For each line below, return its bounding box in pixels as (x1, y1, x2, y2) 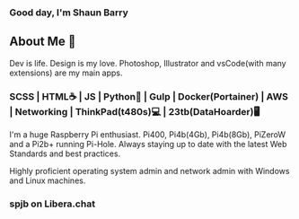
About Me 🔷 (9, 34, 76, 49)
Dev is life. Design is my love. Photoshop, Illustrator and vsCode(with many (9, 57, 286, 68)
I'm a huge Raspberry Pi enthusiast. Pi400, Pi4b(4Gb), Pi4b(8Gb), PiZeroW (9, 129, 286, 140)
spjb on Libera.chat (9, 197, 96, 210)
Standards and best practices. (9, 148, 121, 159)
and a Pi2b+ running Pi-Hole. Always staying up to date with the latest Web (9, 139, 287, 150)
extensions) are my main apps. (9, 67, 123, 78)
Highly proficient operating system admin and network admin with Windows (9, 166, 290, 177)
